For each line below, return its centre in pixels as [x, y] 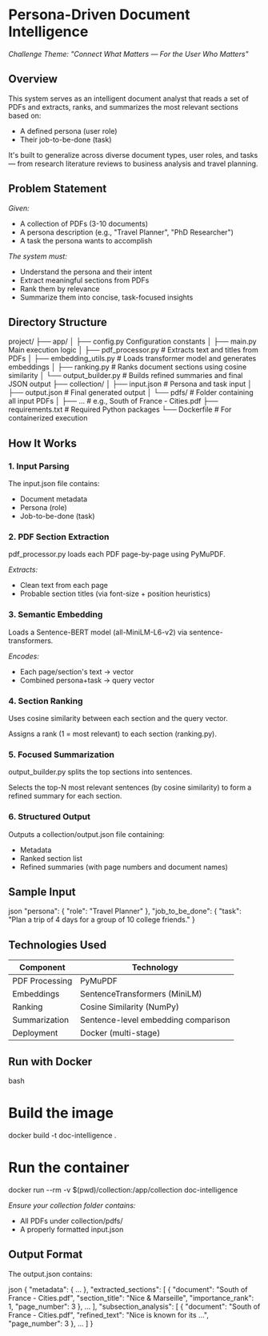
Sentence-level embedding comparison [155, 1020]
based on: [25, 115]
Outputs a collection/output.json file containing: [87, 834]
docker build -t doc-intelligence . [62, 1135]
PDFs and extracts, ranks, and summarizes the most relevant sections [123, 107]
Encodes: [24, 656]
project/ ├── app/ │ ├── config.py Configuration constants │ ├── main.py [133, 341]
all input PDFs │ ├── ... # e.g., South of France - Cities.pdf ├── [113, 401]
